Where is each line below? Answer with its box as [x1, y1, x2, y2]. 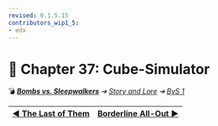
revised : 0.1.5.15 [8, 11, 69, 20]
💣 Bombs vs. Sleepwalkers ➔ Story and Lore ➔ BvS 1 [8, 87, 185, 96]
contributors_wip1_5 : [8, 19, 80, 27]
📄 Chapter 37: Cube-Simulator [8, 60, 211, 78]
